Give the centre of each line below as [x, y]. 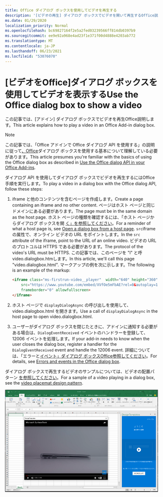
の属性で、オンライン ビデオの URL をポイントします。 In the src [76, 235]
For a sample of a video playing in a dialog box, [108, 377]
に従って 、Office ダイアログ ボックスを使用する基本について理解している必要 [81, 151]
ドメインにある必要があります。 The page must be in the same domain [82, 211]
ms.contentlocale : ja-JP [30, 46]
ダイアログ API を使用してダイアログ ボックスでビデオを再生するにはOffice [80, 177]
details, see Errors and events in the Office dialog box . [66, 361]
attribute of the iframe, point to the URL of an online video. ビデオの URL [84, 240]
